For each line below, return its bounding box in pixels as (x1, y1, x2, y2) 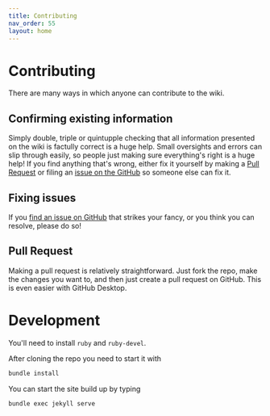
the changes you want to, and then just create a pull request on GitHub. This (8, 274, 262, 284)
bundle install (8, 369, 60, 377)
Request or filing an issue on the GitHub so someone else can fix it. (8, 167, 231, 178)
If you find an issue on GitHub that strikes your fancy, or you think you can (8, 212, 255, 222)
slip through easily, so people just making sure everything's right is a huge (8, 150, 255, 160)
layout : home (8, 27, 52, 35)
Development (8, 311, 101, 330)
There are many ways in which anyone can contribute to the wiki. (8, 88, 225, 98)
